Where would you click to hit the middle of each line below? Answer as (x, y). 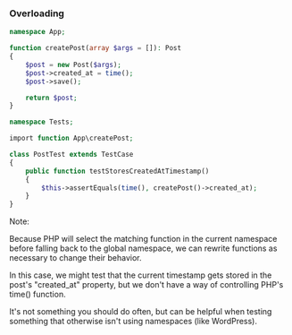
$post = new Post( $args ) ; (74, 64)
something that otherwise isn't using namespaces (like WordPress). (133, 322)
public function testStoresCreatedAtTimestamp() (117, 171)
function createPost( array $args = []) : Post (95, 48)
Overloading (37, 13)
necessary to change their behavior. (75, 258)
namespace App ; (38, 32)
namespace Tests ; (42, 122)
